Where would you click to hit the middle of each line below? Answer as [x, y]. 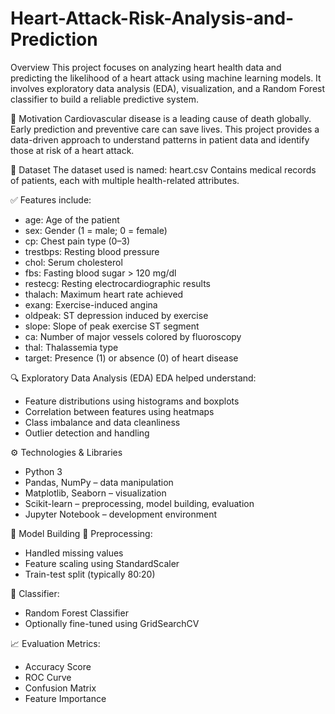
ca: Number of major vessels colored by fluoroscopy [133, 336]
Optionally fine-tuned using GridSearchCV [112, 623]
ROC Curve [48, 677]
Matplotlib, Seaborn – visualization [95, 493]
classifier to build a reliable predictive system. [104, 99]
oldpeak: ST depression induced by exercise [116, 315]
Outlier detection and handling [87, 433]
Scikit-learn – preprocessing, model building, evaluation [139, 503]
